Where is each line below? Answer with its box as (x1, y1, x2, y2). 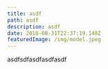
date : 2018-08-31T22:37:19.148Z (7, 29, 101, 37)
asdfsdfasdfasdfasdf (7, 55, 68, 63)
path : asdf (7, 17, 39, 24)
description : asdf (7, 23, 61, 30)
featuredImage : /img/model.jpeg (7, 36, 101, 43)
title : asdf (7, 10, 42, 17)
